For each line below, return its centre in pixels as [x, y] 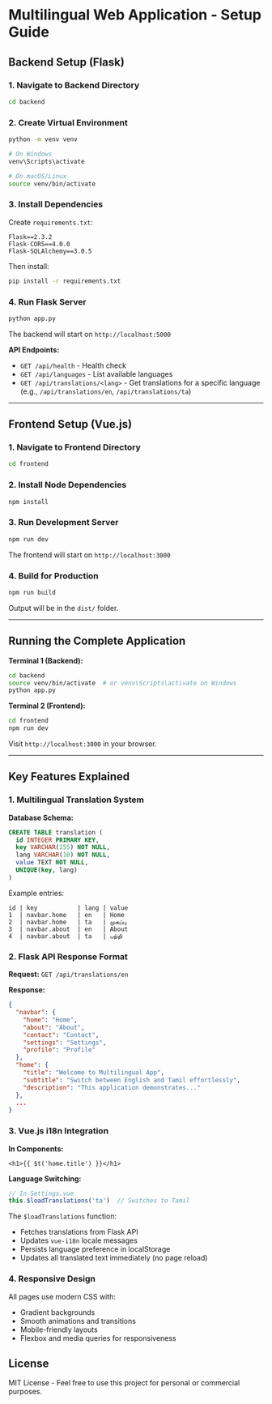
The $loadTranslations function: [63, 1216]
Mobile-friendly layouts [59, 1329]
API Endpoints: [34, 349]
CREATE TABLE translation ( [56, 832]
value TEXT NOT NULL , [52, 863]
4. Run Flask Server [47, 301]
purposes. [25, 1392]
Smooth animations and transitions [78, 1321]
